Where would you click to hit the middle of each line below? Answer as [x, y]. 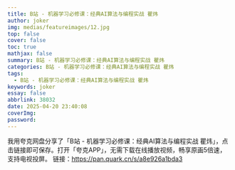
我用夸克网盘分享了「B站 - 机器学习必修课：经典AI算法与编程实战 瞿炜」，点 [118, 141]
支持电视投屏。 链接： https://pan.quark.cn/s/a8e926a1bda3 [95, 159]
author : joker [28, 21]
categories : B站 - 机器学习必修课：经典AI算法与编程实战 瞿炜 [91, 67]
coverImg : [22, 113]
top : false [23, 34]
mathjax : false [30, 54]
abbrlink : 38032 [31, 100]
